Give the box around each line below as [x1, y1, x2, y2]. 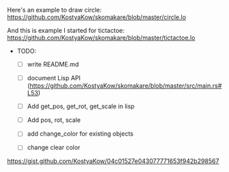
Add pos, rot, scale [27, 116, 81, 124]
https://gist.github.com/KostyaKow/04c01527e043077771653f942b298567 [7, 157, 219, 165]
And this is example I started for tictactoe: [7, 27, 125, 34]
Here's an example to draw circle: [7, 6, 102, 14]
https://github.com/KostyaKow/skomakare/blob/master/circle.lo [7, 13, 187, 21]
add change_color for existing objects [27, 130, 134, 138]
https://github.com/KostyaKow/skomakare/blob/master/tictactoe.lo [7, 34, 196, 42]
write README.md [27, 60, 79, 68]
